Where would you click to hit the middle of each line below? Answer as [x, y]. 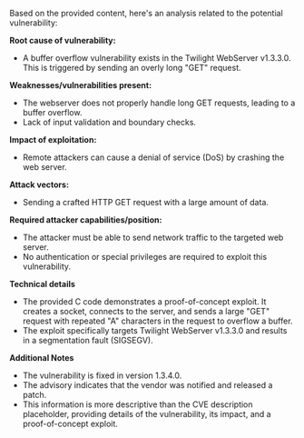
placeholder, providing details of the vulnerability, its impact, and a [147, 414]
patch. [34, 395]
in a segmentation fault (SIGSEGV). [88, 340]
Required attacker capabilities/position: [86, 220]
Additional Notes [42, 358]
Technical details [42, 284]
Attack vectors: [39, 184]
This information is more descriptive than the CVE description [137, 404]
